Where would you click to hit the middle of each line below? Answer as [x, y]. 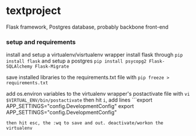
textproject [34, 11]
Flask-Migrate [52, 67]
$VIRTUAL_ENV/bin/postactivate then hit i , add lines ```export [79, 100]
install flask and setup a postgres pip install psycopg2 [76, 61]
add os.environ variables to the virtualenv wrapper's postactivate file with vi [98, 94]
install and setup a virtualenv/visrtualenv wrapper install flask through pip [94, 55]
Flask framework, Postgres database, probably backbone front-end [87, 27]
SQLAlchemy [19, 67]
